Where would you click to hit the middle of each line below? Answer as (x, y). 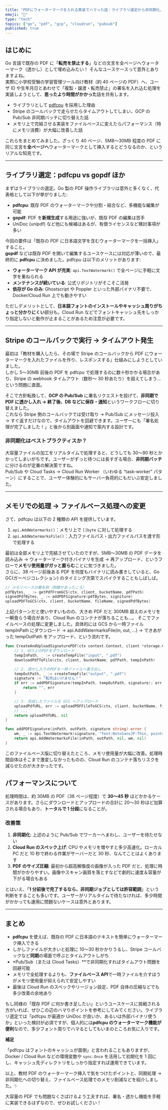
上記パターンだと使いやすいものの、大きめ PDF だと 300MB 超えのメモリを (83, 612)
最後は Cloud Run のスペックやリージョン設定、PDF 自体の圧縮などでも (86, 987)
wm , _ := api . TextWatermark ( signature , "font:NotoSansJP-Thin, (81, 734)
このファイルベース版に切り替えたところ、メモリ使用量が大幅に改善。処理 (82, 753)
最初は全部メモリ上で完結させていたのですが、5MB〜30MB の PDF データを (83, 553)
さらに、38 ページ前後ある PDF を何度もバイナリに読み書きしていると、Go (82, 572)
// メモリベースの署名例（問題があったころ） (46, 587)
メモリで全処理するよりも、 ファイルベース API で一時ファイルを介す (82, 974)
